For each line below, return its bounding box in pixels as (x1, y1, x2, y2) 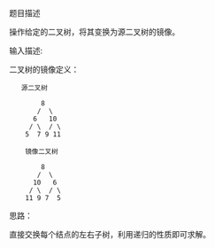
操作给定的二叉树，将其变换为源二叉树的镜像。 (9, 27, 180, 37)
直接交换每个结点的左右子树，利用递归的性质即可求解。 (9, 229, 211, 239)
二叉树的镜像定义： (9, 65, 80, 74)
